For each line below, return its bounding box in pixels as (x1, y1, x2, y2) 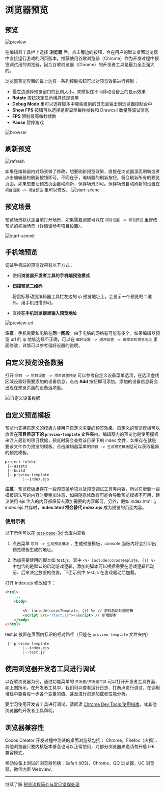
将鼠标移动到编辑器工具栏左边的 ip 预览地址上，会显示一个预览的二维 (12, 294, 152, 300)
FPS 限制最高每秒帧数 (12, 113, 56, 119)
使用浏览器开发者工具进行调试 (5, 664, 96, 673)
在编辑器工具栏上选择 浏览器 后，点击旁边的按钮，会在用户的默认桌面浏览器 (5, 49, 158, 55)
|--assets (7, 464, 27, 469)
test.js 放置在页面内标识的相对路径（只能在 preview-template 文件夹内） (5, 631, 151, 637)
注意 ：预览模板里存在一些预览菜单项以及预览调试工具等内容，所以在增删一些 (5, 486, 160, 492)
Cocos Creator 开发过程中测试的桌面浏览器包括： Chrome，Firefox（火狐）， (5, 737, 160, 743)
